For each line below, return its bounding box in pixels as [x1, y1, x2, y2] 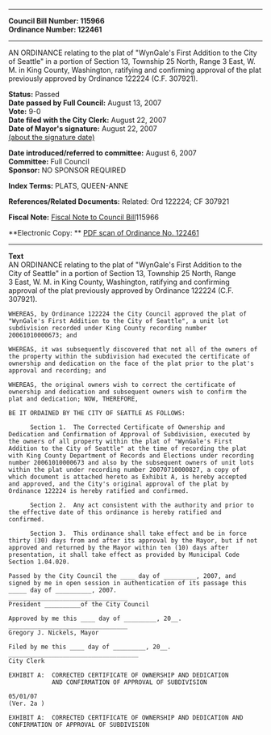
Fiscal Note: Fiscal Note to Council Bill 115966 [8, 212, 160, 222]
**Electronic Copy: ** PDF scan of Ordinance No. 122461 [8, 228, 199, 237]
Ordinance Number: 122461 [8, 25, 102, 34]
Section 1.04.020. [8, 558, 70, 566]
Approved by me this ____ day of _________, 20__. [8, 614, 182, 622]
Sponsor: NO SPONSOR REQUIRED [8, 165, 127, 175]
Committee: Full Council [8, 157, 90, 166]
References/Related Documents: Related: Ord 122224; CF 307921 [8, 197, 230, 206]
